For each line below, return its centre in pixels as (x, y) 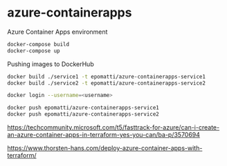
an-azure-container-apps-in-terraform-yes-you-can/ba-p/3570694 (104, 135)
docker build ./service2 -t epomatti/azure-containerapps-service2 (107, 83)
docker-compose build (38, 44)
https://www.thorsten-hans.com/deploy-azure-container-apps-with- (105, 148)
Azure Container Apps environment (57, 32)
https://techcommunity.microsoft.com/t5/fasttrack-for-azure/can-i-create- (113, 127)
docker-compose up (34, 51)
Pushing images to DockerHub (51, 64)
